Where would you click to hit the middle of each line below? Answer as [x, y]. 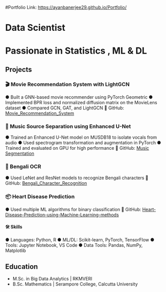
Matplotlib [16, 251]
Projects [19, 70]
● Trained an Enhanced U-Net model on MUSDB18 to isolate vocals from [81, 137]
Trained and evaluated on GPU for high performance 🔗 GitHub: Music [77, 148]
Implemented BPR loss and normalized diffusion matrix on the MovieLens [81, 103]
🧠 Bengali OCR [23, 166]
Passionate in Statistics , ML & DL [76, 51]
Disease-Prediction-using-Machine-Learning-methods [62, 215]
